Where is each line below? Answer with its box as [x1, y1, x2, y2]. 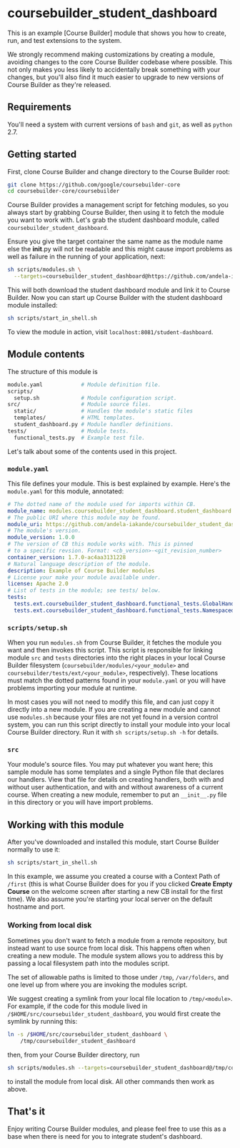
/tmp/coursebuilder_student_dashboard [20, 1037, 136, 1045]
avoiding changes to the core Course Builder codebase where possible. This [7, 57, 232, 66]
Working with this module [7, 819, 124, 831]
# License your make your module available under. [7, 573, 161, 581]
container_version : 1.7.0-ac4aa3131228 [7, 553, 126, 561]
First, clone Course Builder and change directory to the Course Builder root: [7, 167, 230, 176]
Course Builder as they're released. [7, 80, 111, 89]
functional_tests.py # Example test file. [14, 434, 145, 441]
